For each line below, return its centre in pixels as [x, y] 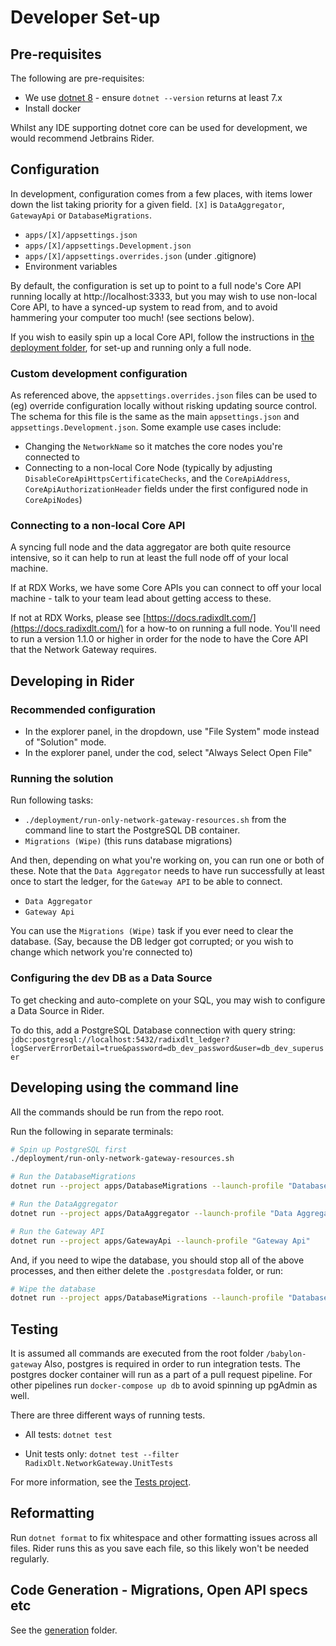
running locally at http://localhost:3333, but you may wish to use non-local [164, 296]
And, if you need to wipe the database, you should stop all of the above [157, 1260]
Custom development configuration [99, 373]
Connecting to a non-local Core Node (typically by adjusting [148, 468]
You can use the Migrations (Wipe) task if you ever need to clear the [152, 931]
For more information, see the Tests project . [101, 1482]
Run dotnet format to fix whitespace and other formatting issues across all [164, 1537]
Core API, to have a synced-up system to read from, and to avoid [144, 307]
